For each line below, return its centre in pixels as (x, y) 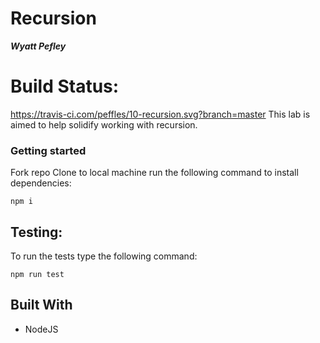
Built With (41, 305)
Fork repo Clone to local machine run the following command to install (154, 173)
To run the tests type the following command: (104, 256)
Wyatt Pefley (38, 46)
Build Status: (65, 86)
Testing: (36, 232)
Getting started (48, 150)
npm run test (37, 274)
